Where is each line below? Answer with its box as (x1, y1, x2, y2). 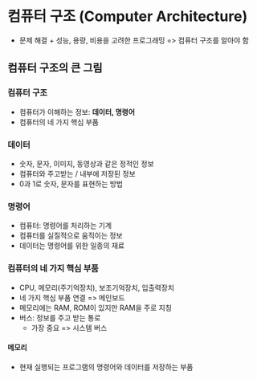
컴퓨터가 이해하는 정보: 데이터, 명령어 (18, 107, 136, 116)
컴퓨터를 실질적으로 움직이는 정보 (18, 230, 123, 241)
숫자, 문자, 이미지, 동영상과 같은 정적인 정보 (18, 158, 154, 169)
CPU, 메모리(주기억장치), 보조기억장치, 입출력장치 (18, 283, 174, 292)
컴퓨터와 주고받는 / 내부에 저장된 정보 (18, 169, 136, 178)
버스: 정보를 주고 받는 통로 (18, 312, 101, 322)
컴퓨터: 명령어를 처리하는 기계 (18, 221, 112, 230)
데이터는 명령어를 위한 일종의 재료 (18, 241, 125, 251)
